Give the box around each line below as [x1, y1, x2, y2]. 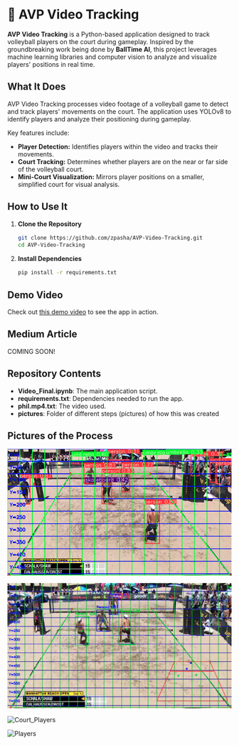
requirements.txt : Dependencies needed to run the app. [17, 394, 184, 402]
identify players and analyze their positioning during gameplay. [7, 114, 192, 123]
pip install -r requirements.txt [17, 269, 117, 277]
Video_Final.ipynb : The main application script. [17, 387, 158, 395]
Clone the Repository [17, 220, 82, 228]
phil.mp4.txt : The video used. [17, 402, 107, 410]
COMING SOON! [7, 347, 55, 355]
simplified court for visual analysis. [17, 180, 120, 188]
